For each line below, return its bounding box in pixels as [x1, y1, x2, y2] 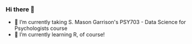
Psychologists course [14, 25, 68, 32]
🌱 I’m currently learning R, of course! [14, 31, 105, 38]
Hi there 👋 [5, 5, 35, 13]
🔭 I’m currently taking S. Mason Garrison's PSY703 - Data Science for [14, 19, 187, 26]
